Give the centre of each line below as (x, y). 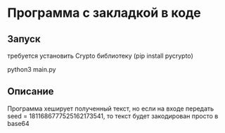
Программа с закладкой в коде (104, 13)
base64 (18, 123)
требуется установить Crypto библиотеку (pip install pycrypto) (100, 56)
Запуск (24, 39)
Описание (31, 92)
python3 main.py (32, 69)
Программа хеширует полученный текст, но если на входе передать (111, 108)
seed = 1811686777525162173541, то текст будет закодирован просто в (113, 116)
